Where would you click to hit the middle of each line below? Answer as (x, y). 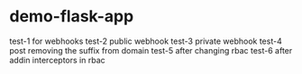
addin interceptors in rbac (57, 60)
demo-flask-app (72, 16)
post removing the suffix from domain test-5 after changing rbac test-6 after (151, 50)
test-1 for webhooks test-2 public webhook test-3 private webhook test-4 (146, 41)
